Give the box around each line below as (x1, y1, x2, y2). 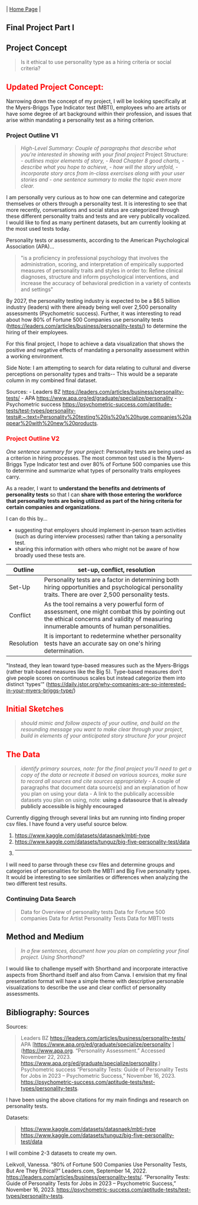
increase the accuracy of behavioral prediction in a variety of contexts (20, 280, 192, 287)
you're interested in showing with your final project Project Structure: (20, 151, 189, 158)
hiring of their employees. (6, 329, 69, 336)
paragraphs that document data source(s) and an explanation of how (20, 784, 188, 791)
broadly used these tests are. (14, 551, 86, 558)
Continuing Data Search (6, 895, 76, 903)
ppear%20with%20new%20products (6, 420, 97, 427)
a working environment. (6, 353, 64, 360)
